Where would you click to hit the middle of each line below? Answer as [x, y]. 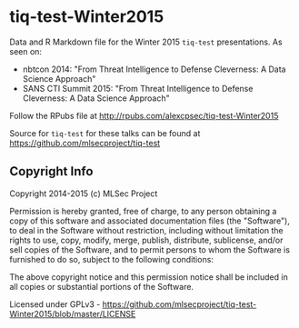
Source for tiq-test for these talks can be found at [105, 133]
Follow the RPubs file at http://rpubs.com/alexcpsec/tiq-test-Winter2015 [144, 115]
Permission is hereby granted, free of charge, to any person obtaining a [143, 211]
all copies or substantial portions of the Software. [101, 286]
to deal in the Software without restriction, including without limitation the [146, 230]
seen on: [26, 51]
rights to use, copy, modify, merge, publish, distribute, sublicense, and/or [146, 240]
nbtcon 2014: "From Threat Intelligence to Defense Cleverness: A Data [154, 69]
